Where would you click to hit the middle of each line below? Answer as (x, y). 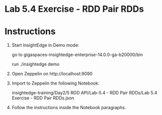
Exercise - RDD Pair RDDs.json (43, 98)
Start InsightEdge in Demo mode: (45, 45)
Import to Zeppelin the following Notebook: (56, 83)
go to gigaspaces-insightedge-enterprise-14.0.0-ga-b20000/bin (77, 55)
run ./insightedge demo (36, 64)
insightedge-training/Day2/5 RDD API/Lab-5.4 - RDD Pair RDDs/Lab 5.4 (84, 93)
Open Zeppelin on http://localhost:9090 (52, 74)
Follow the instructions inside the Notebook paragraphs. (69, 108)
